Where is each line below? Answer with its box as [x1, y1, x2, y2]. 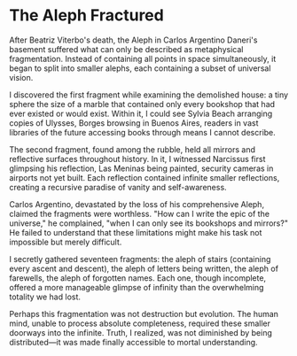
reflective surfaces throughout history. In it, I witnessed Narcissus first [9, 153, 266, 164]
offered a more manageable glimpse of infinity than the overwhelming [9, 282, 264, 292]
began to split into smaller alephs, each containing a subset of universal [9, 63, 271, 74]
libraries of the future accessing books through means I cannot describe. [9, 127, 277, 137]
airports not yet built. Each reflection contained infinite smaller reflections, [9, 172, 280, 182]
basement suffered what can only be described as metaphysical [9, 43, 244, 54]
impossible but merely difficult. [9, 236, 122, 247]
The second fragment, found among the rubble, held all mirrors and [9, 143, 255, 155]
